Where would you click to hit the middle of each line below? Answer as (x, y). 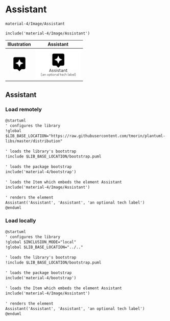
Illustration (19, 44)
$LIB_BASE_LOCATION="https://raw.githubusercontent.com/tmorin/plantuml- (86, 136)
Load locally (21, 220)
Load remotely (24, 109)
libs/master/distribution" (34, 141)
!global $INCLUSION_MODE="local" (41, 242)
